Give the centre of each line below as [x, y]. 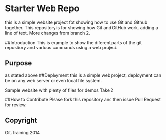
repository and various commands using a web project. [61, 47]
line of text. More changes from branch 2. [48, 33]
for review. [16, 105]
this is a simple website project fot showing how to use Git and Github [76, 22]
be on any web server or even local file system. [54, 80]
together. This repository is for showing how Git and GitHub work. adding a [82, 27]
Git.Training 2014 [23, 132]
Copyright [21, 120]
